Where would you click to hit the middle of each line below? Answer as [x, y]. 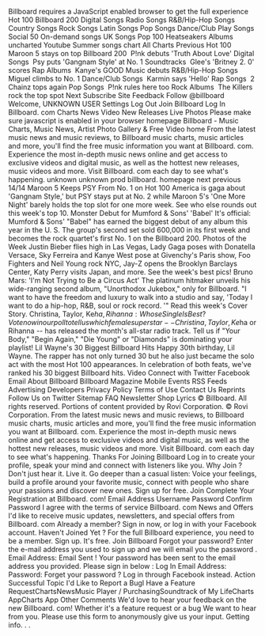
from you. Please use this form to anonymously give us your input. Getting [129, 617]
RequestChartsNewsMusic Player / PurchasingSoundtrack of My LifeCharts [131, 591]
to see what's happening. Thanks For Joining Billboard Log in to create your [132, 457]
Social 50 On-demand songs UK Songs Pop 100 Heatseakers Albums [121, 36]
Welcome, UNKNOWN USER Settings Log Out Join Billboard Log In [117, 104]
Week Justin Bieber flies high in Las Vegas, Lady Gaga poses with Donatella [132, 247]
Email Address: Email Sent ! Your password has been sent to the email [122, 558]
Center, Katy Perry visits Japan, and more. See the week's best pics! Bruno [131, 272]
